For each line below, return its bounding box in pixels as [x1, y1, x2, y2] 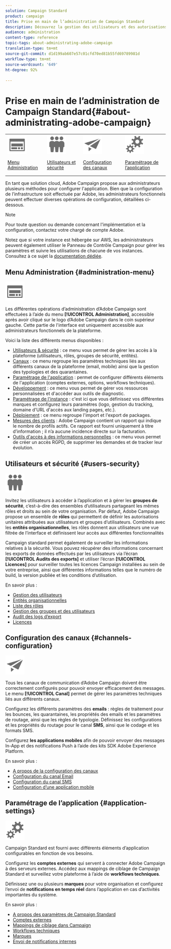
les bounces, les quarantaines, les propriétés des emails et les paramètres [5, 711, 161, 717]
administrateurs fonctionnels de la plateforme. [5, 327, 102, 333]
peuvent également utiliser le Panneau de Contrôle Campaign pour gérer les [5, 242, 165, 248]
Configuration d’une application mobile [12, 784, 94, 790]
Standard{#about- [51, 106, 131, 118]
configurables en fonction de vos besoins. [5, 850, 94, 856]
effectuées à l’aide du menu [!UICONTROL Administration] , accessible [5, 311, 154, 318]
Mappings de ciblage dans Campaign [12, 922, 91, 928]
